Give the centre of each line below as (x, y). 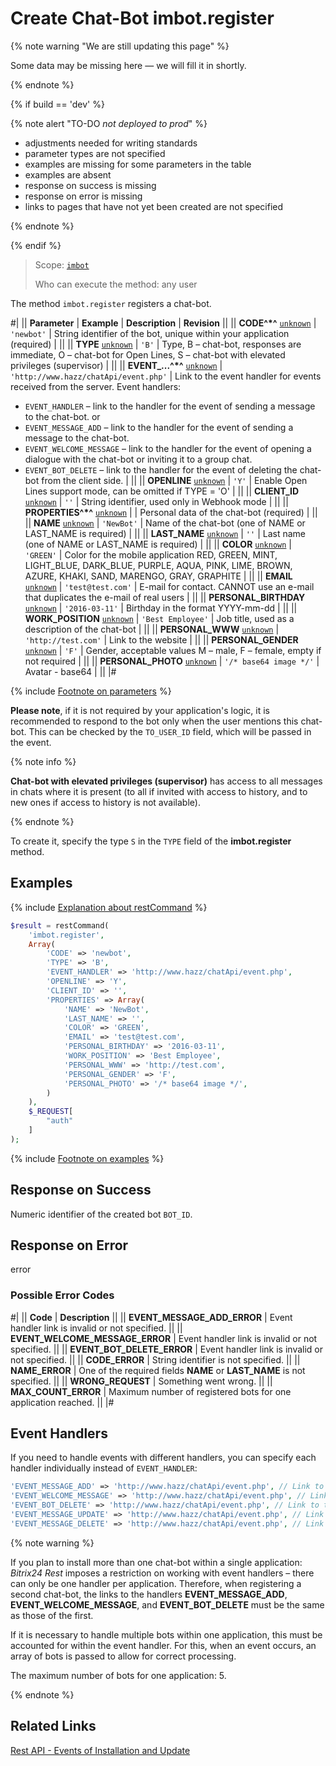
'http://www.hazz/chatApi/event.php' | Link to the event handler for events (166, 376)
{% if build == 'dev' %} (57, 104)
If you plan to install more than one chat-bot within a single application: (156, 1562)
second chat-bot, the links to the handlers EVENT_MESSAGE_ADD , (149, 1594)
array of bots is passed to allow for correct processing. (123, 1656)
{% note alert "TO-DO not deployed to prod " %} (109, 123)
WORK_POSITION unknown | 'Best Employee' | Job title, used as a (159, 618)
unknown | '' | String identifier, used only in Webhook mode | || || (156, 501)
